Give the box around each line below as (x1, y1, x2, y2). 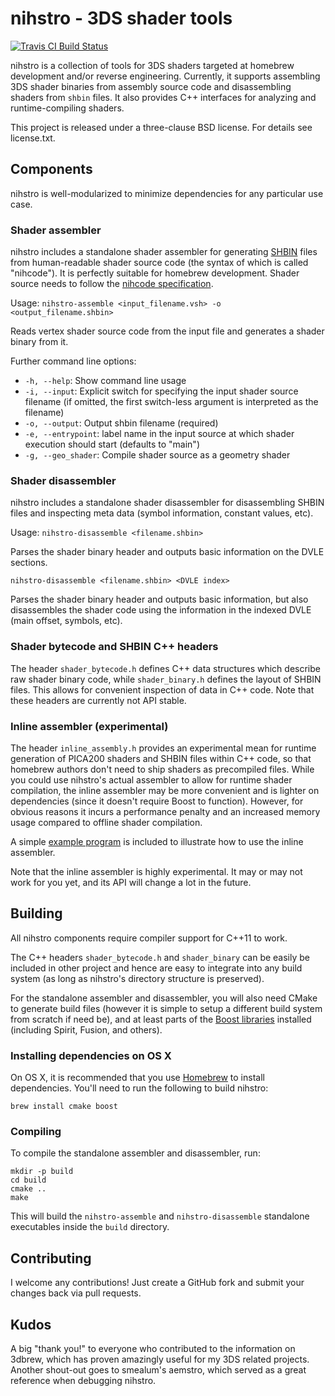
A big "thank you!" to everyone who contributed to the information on (10, 1342, 296, 1354)
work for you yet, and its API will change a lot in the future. (10, 876, 252, 888)
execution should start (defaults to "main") (24, 438, 200, 451)
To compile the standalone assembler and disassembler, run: (10, 1147, 261, 1159)
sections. (10, 557, 48, 569)
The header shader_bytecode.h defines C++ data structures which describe (10, 662, 321, 674)
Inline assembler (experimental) (10, 719, 169, 733)
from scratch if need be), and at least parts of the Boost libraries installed (10, 1013, 312, 1025)
